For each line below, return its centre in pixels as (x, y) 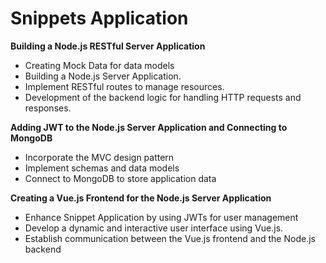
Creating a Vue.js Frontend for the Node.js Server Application (141, 198)
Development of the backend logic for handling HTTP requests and (163, 97)
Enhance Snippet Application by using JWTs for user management (161, 217)
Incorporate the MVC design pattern (99, 157)
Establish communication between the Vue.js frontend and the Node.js (170, 238)
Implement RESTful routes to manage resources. (124, 86)
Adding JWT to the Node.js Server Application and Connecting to (149, 127)
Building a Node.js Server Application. (103, 76)
